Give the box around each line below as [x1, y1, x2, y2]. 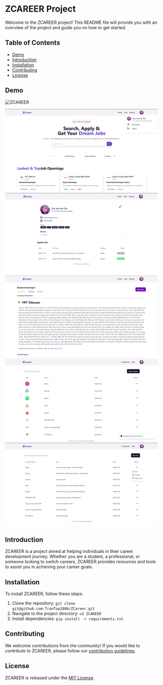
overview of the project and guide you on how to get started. [5, 24, 127, 30]
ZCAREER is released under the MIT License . [5, 675, 95, 681]
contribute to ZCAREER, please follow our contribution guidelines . [5, 648, 136, 653]
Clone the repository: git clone [12, 601, 75, 606]
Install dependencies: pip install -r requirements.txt [12, 616, 124, 622]
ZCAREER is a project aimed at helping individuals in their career [5, 549, 133, 554]
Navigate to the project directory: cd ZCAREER [12, 611, 101, 617]
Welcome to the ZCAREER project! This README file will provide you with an [5, 19, 158, 25]
